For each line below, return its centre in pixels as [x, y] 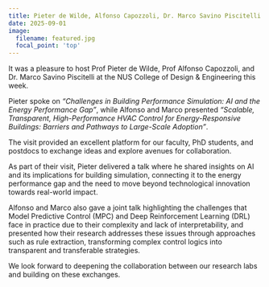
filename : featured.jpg [55, 38]
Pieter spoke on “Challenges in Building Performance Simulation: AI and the [134, 101]
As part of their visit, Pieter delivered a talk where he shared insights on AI [131, 166]
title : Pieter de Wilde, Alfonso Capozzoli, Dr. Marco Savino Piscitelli [135, 16]
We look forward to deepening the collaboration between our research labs [133, 266]
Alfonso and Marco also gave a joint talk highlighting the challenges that [128, 208]
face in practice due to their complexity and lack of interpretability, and [126, 225]
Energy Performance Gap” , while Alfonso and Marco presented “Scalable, [132, 110]
